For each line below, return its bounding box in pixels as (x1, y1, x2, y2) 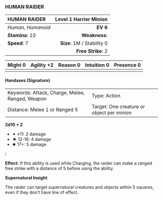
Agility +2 (30, 62, 54, 68)
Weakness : (81, 32, 108, 39)
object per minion (91, 109, 132, 116)
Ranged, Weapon (7, 95, 47, 102)
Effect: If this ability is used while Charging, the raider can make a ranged (5, 160, 152, 166)
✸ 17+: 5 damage (12, 141, 47, 147)
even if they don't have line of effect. (5, 189, 79, 195)
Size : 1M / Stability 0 (60, 40, 108, 47)
